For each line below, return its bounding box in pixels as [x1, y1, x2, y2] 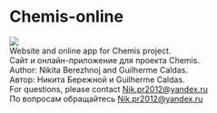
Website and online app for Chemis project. [9, 45, 172, 56]
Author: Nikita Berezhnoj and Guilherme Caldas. [9, 64, 188, 75]
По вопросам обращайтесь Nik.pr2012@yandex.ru [9, 93, 203, 104]
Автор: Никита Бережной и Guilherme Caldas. [9, 74, 185, 85]
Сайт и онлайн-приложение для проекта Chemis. [9, 54, 200, 65]
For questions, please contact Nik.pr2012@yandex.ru [9, 83, 209, 94]
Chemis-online [9, 6, 124, 27]
